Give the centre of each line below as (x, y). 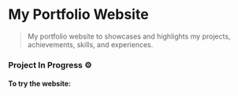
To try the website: (39, 83)
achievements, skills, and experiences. (90, 44)
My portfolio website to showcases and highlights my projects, (129, 36)
